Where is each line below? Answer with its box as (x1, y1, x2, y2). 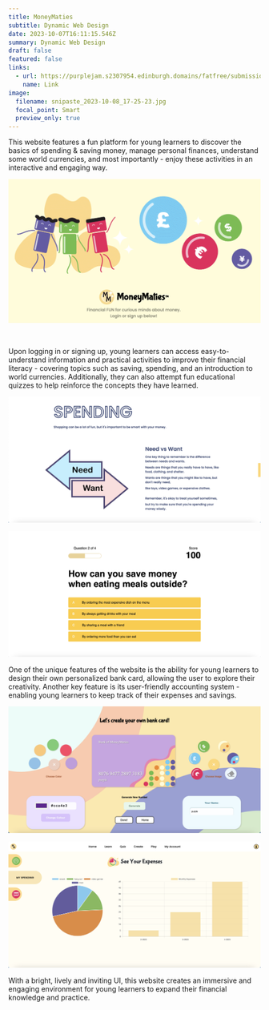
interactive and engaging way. (8, 163, 108, 172)
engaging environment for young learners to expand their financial (8, 984, 227, 994)
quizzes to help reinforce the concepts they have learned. (8, 380, 199, 390)
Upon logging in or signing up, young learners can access (8, 347, 199, 356)
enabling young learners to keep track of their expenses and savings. (8, 690, 237, 700)
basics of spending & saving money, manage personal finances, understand (8, 146, 259, 155)
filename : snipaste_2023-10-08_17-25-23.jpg (15, 97, 167, 106)
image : (8, 89, 30, 97)
